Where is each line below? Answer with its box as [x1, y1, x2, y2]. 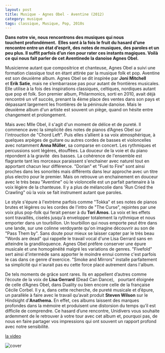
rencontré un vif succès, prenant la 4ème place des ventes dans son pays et [5, 96, 160, 102]
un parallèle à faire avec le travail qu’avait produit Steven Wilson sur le [5, 292, 148, 298]
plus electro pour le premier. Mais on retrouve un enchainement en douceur [5, 174, 158, 180]
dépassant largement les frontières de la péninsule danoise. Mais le [5, 101, 141, 107]
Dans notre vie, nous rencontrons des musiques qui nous [5, 34, 124, 40]
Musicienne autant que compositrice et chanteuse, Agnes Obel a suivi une [5, 65, 156, 71]
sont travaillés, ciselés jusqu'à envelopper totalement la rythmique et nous [5, 215, 156, 221]
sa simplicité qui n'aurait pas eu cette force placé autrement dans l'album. [5, 262, 155, 268]
